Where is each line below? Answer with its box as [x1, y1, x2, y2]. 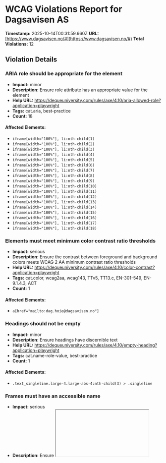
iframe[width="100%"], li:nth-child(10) [12, 183, 97, 189]
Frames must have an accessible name [5, 393, 101, 400]
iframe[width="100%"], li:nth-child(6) [12, 163, 95, 168]
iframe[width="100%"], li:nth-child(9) [12, 178, 95, 183]
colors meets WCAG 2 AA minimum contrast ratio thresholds [12, 259, 136, 265]
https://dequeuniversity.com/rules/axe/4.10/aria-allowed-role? [34, 97, 161, 103]
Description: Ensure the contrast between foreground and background [12, 254, 158, 260]
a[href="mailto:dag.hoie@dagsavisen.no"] [12, 309, 99, 314]
